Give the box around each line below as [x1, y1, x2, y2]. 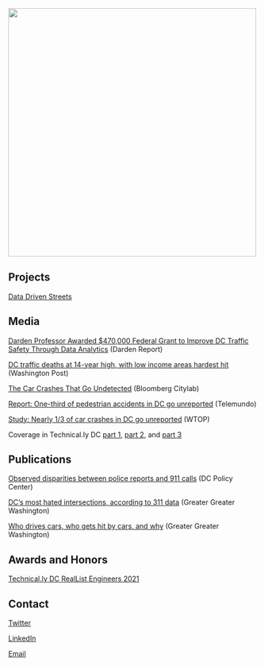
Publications [8, 453, 72, 467]
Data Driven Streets [8, 292, 73, 301]
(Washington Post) [8, 368, 69, 378]
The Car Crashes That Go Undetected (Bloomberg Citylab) [8, 383, 200, 393]
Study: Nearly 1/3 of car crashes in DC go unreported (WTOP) [8, 414, 210, 424]
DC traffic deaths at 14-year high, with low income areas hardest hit [8, 359, 229, 369]
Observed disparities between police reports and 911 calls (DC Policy [8, 474, 234, 483]
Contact [8, 597, 49, 610]
